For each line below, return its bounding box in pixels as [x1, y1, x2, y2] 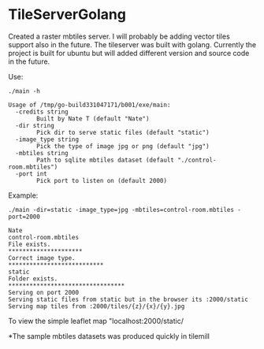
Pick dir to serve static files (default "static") [36, 128, 210, 136]
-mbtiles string [15, 149, 69, 157]
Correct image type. [8, 254, 76, 262]
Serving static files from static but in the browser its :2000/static [8, 295, 248, 303]
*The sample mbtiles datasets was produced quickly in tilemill [8, 331, 210, 340]
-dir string [15, 121, 55, 129]
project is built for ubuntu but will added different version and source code [8, 48, 250, 58]
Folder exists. [8, 274, 58, 283]
